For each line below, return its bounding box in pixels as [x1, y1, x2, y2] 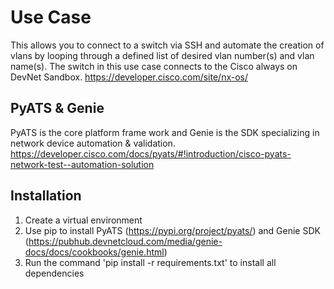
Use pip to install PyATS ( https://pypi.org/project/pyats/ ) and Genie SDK [24, 224, 321, 236]
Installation [10, 187, 82, 205]
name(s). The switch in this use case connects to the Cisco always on [10, 60, 298, 72]
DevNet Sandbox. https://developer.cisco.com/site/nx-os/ [10, 71, 249, 83]
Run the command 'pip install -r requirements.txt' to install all [24, 256, 277, 268]
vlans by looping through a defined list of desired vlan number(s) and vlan [10, 49, 315, 61]
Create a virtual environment [24, 214, 143, 226]
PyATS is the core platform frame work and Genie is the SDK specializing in [10, 126, 320, 138]
